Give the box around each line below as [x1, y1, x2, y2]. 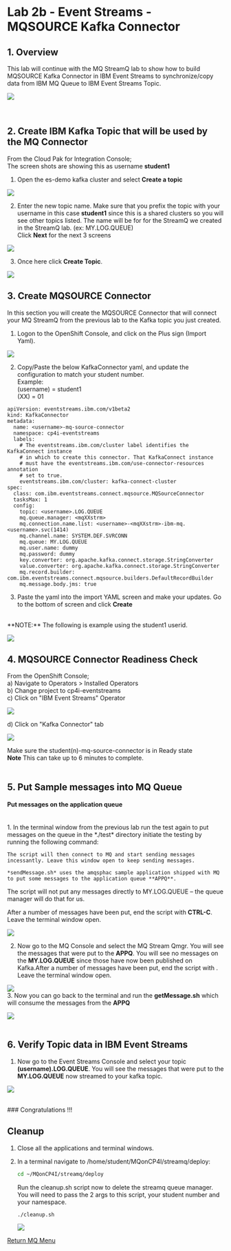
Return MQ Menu [7, 1237, 56, 1245]
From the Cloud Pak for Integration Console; [7, 155, 132, 163]
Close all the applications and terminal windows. [16, 1143, 155, 1152]
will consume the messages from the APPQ [7, 998, 131, 1007]
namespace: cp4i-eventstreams [13, 429, 100, 437]
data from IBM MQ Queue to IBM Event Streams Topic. [7, 79, 162, 87]
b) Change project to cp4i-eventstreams [7, 687, 122, 695]
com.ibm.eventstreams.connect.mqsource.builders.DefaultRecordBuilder [7, 574, 214, 582]
